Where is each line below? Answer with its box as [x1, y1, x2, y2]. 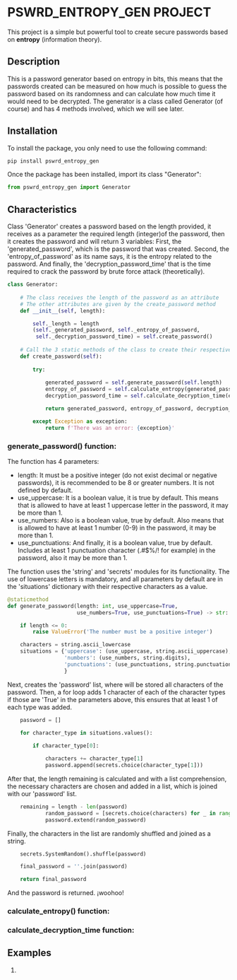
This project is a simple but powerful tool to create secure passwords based [7, 28, 229, 36]
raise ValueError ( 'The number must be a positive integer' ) [32, 629, 213, 636]
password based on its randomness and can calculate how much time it [7, 89, 216, 98]
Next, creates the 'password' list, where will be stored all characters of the [7, 680, 224, 689]
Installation [7, 125, 58, 137]
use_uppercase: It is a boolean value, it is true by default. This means [17, 493, 219, 502]
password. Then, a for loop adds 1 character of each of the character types [7, 687, 226, 696]
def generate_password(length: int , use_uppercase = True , [7, 602, 178, 609]
